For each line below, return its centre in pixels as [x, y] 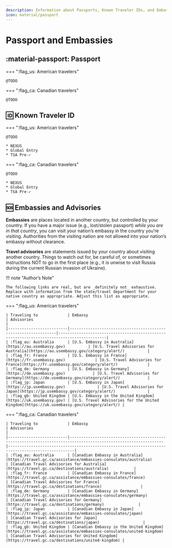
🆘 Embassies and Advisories [53, 207]
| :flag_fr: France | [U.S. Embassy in [57, 356]
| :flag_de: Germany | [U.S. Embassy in [57, 369]
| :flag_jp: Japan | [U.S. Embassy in [57, 382]
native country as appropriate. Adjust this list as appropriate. [78, 296]
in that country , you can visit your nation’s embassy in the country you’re [82, 231]
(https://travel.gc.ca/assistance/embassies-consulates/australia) [79, 460]
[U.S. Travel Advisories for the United [115, 400]
